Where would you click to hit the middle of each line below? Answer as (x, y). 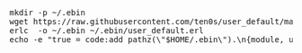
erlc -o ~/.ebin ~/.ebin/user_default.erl (107, 31)
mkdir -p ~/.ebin (47, 13)
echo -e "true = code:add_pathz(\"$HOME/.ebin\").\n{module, (147, 40)
